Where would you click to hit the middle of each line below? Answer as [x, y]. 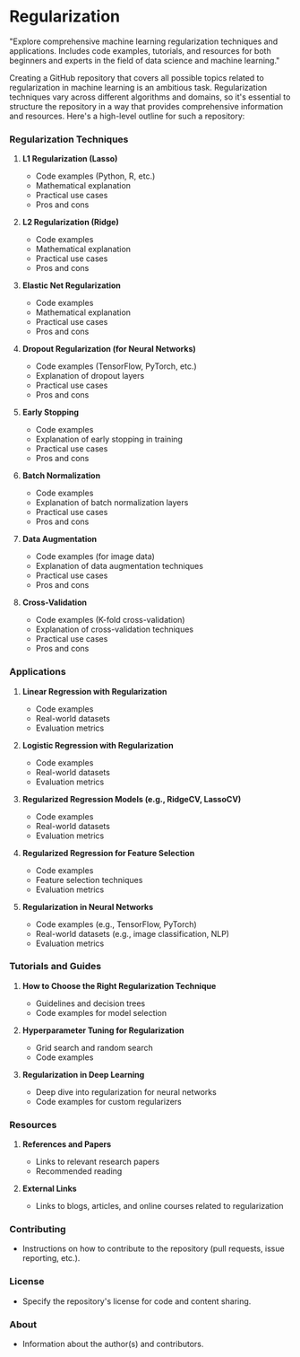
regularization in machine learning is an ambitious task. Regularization [138, 87]
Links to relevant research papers [97, 1162]
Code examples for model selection [101, 1012]
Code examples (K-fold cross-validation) [110, 620]
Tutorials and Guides [55, 967]
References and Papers [67, 1144]
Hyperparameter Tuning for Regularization [103, 1030]
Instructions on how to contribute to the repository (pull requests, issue [153, 1248]
